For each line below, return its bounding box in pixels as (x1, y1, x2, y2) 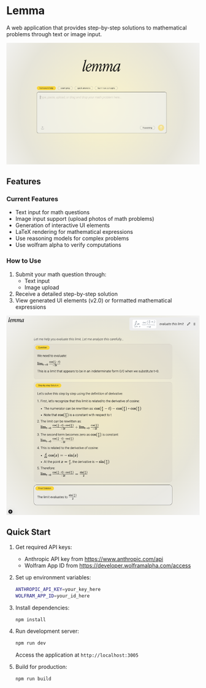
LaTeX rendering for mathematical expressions (15, 228, 134, 236)
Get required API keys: (15, 543, 72, 551)
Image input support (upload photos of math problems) (15, 215, 154, 223)
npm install (15, 616, 46, 623)
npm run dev (15, 640, 46, 646)
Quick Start (6, 527, 51, 538)
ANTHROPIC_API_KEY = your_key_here (15, 586, 101, 592)
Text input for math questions (15, 209, 90, 216)
